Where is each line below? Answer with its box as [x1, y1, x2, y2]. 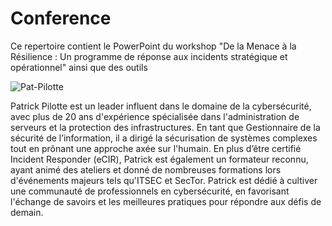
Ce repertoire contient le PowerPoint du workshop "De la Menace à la [10, 40, 297, 52]
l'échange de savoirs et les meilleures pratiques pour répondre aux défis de [10, 195, 322, 207]
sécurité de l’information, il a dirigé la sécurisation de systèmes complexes [10, 132, 318, 144]
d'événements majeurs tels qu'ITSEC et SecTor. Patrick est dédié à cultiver [10, 174, 318, 186]
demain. [10, 206, 44, 218]
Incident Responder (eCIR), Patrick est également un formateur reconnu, [10, 153, 309, 165]
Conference [10, 7, 112, 30]
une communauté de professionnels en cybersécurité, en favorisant [10, 185, 290, 197]
